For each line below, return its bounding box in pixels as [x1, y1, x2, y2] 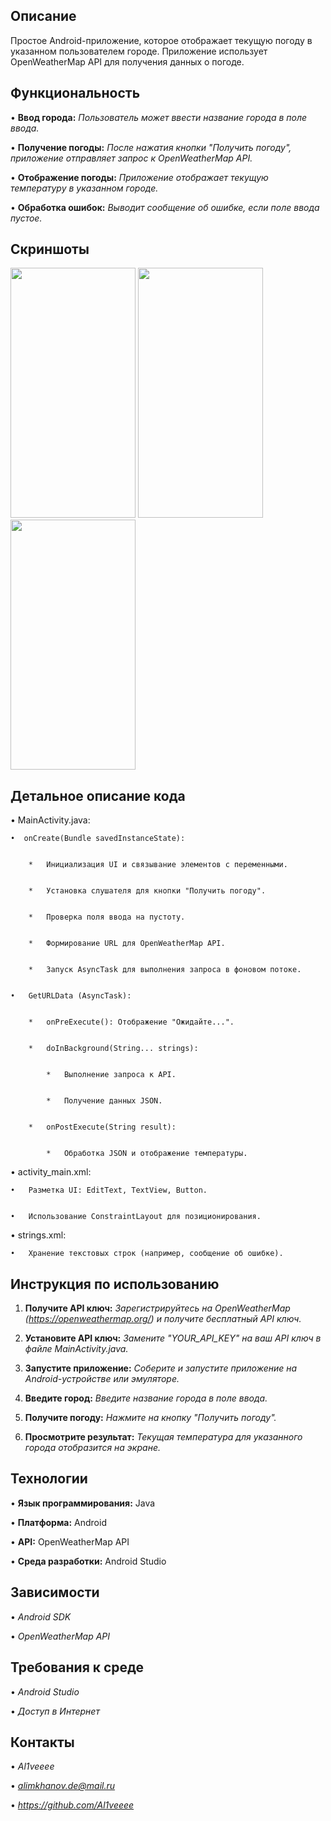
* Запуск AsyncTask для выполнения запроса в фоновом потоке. [28, 965, 302, 975]
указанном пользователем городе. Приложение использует [10, 45, 268, 57]
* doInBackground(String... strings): [28, 1044, 199, 1054]
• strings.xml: [10, 1229, 67, 1241]
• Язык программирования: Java [10, 1497, 156, 1509]
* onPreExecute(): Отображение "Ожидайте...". [28, 1017, 235, 1028]
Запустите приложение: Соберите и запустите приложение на [24, 1362, 298, 1374]
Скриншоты [10, 241, 90, 258]
